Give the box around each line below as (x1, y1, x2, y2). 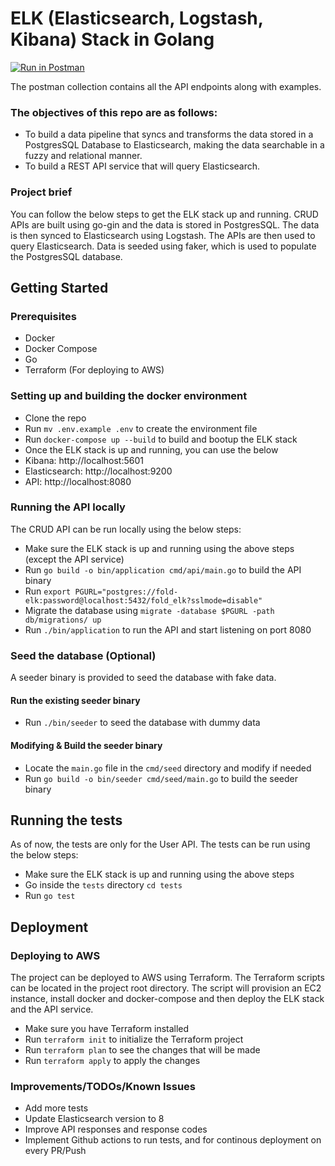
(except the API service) (24, 553, 125, 565)
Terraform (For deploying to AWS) (24, 364, 165, 376)
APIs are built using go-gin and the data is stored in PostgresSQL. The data (10, 218, 320, 231)
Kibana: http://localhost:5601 (24, 454, 144, 466)
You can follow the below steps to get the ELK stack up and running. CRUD (10, 208, 319, 220)
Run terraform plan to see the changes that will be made (24, 1044, 261, 1056)
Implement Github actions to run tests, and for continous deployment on (24, 1134, 322, 1146)
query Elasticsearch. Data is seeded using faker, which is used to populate (10, 240, 317, 252)
